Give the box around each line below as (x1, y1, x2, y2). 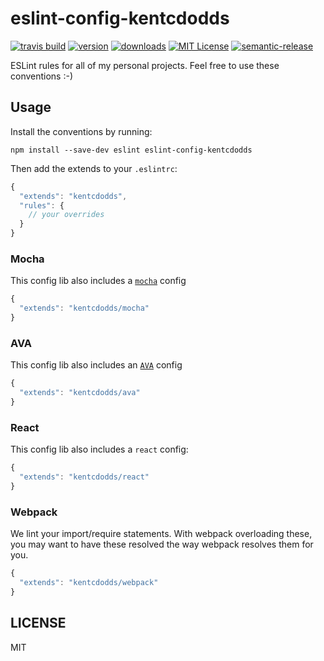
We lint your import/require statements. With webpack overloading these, (10, 528, 313, 540)
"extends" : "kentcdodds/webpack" (19, 577, 159, 587)
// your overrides (28, 210, 105, 220)
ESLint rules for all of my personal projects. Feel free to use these (10, 59, 280, 71)
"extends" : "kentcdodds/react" (19, 472, 150, 482)
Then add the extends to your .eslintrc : (10, 162, 178, 174)
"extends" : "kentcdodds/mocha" (19, 303, 150, 314)
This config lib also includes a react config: (10, 443, 189, 456)
